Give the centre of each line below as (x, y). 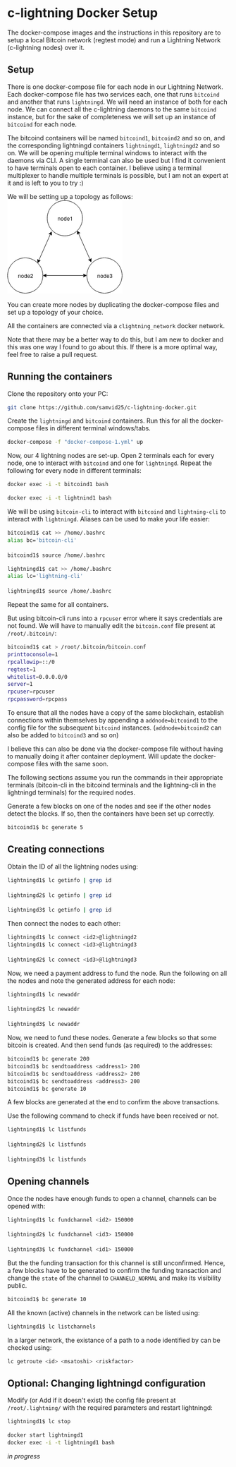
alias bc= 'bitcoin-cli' (42, 540)
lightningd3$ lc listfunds (47, 1159)
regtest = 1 (22, 669)
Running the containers (60, 376)
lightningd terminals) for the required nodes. (72, 792)
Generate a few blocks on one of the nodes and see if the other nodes (109, 807)
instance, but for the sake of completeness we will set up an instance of (112, 116)
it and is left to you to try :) (45, 183)
